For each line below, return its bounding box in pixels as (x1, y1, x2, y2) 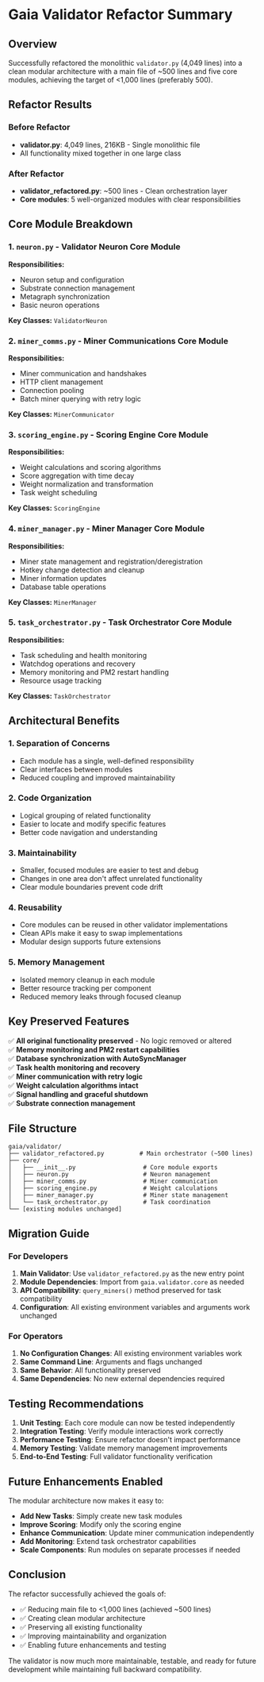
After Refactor (8, 168, 65, 179)
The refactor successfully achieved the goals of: (8, 1589, 166, 1599)
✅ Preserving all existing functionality (19, 1622, 143, 1632)
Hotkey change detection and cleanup (19, 565, 145, 575)
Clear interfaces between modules (19, 764, 133, 774)
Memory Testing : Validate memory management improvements (19, 1443, 228, 1453)
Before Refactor (8, 121, 71, 133)
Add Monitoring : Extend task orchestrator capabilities (19, 1536, 197, 1545)
